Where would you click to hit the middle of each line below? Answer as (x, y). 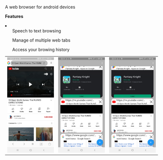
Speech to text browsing (37, 31)
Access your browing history (41, 50)
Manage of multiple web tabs (41, 40)
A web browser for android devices (40, 7)
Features (14, 16)
